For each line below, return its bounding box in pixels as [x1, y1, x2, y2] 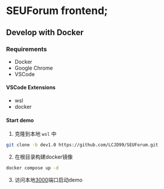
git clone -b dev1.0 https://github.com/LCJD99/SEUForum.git [6, 142, 159, 148]
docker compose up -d [6, 165, 59, 171]
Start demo [6, 116, 34, 123]
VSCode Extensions [6, 84, 56, 91]
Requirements [6, 45, 47, 53]
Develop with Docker [6, 28, 84, 37]
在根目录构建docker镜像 [14, 153, 73, 160]
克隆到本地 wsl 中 [14, 130, 57, 138]
